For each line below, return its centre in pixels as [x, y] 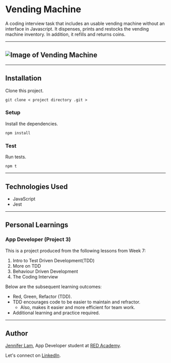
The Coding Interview [35, 276]
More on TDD [27, 266]
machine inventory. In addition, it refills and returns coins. [65, 34]
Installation [23, 78]
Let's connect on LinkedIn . [33, 355]
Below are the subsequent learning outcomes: [53, 287]
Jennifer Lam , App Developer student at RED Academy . [63, 346]
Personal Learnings [37, 225]
